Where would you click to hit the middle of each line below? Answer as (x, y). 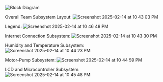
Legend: (14, 26)
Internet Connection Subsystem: (38, 36)
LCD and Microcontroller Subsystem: (42, 69)
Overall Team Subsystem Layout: (39, 17)
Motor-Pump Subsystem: (30, 60)
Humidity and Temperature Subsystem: (45, 45)
